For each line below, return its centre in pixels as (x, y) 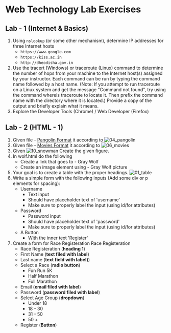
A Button (30, 232)
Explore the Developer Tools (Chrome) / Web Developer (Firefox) (81, 111)
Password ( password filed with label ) (60, 292)
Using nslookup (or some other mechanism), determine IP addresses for (88, 40)
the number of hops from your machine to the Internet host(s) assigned (88, 73)
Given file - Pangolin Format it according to (58, 140)
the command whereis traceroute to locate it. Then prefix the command (88, 95)
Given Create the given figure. (61, 151)
